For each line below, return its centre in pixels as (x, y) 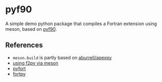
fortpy (19, 74)
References (24, 45)
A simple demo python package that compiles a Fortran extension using (81, 24)
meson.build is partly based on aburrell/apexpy (62, 57)
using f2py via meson (36, 63)
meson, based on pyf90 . (31, 29)
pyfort (19, 68)
